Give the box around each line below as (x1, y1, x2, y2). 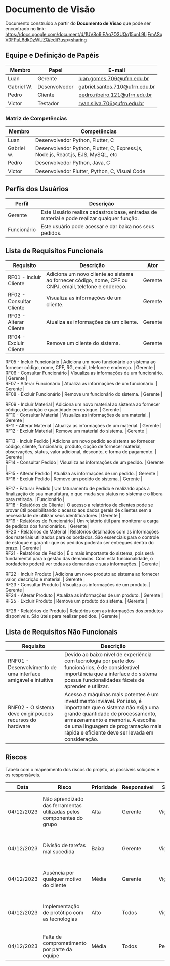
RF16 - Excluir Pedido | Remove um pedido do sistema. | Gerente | (5, 476, 143, 482)
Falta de (42, 933, 62, 940)
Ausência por (42, 869, 74, 876)
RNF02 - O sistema (8, 704, 55, 711)
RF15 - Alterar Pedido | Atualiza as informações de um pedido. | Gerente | (5, 470, 158, 476)
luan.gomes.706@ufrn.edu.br (78, 75, 149, 82)
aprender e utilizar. (64, 683, 109, 690)
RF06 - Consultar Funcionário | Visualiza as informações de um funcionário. (5, 370, 163, 376)
